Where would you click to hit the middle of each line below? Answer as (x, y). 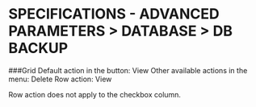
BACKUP (38, 48)
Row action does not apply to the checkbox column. (95, 94)
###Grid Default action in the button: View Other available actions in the (128, 70)
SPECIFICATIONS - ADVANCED (114, 14)
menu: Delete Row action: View (60, 79)
